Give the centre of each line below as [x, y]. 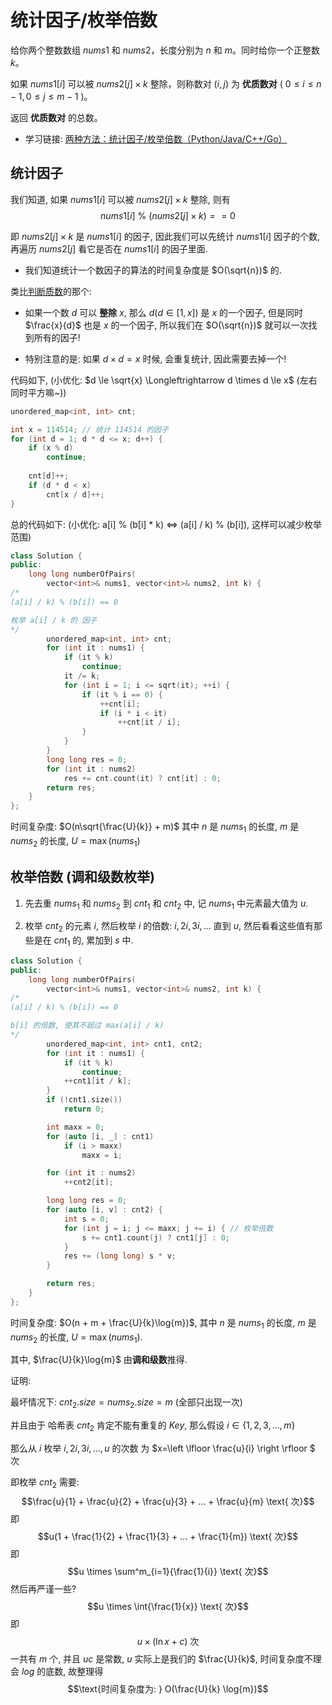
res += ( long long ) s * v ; [120, 1256]
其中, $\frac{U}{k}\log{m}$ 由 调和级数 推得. [99, 1360]
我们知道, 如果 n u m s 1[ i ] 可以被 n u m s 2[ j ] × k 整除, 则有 [120, 199]
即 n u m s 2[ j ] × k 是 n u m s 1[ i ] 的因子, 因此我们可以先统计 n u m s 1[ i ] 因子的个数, [165, 236]
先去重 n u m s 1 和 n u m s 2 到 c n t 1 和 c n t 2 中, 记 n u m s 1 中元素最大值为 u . [166, 904]
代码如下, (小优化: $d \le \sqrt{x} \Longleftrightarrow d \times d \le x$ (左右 [164, 380]
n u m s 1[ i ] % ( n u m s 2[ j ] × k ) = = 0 [168, 215]
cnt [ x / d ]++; [75, 494]
